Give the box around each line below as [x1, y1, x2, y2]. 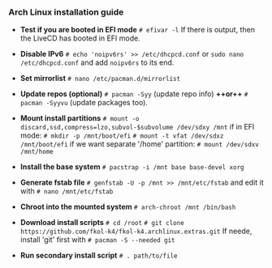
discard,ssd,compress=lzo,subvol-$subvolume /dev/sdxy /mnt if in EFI [19, 122, 255, 132]
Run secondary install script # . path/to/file [19, 250, 178, 261]
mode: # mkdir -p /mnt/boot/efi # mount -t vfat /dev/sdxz [19, 130, 224, 140]
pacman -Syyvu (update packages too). [19, 98, 149, 108]
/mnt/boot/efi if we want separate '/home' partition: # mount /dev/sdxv [19, 139, 260, 149]
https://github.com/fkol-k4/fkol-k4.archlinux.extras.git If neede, [19, 226, 253, 236]
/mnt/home [19, 148, 54, 156]
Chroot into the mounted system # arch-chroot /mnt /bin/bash [19, 202, 236, 212]
